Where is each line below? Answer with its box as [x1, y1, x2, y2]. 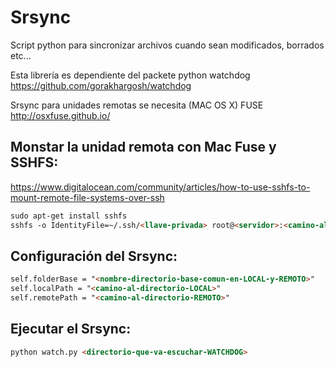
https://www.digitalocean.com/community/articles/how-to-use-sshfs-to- [10, 181, 311, 193]
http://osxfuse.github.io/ [10, 109, 111, 121]
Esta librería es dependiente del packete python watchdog [10, 69, 251, 81]
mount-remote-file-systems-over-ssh [10, 191, 165, 203]
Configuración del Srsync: [10, 247, 178, 265]
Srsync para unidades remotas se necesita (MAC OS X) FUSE [10, 99, 264, 111]
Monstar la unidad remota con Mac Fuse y [10, 139, 277, 156]
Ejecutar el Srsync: [10, 321, 132, 338]
